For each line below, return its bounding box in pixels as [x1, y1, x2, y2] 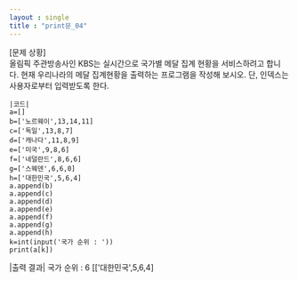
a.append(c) [9, 189, 53, 198]
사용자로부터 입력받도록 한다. [9, 80, 109, 91]
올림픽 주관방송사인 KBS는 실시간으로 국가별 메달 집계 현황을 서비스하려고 [9, 58, 265, 68]
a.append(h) [9, 228, 53, 237]
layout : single [9, 12, 69, 22]
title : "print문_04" [9, 21, 87, 30]
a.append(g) [9, 220, 53, 229]
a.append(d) [9, 197, 53, 205]
